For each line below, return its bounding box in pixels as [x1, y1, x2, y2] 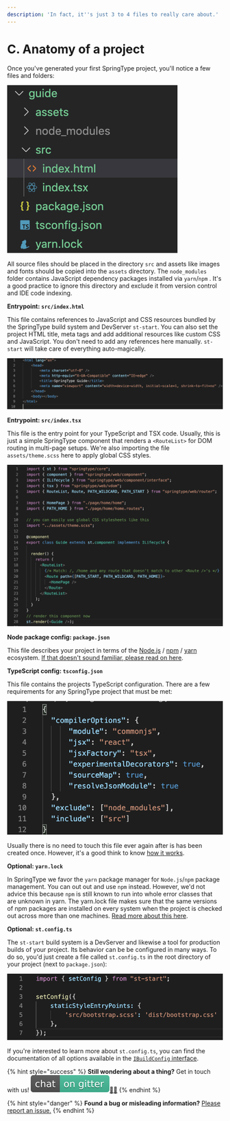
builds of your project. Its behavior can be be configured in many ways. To [7, 946, 217, 954]
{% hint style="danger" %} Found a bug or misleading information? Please [7, 1099, 221, 1107]
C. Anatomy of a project [7, 41, 145, 57]
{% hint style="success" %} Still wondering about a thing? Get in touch [7, 1068, 211, 1076]
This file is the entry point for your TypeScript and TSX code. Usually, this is [7, 429, 221, 438]
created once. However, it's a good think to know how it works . [7, 849, 185, 857]
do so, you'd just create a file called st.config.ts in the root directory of [7, 953, 211, 961]
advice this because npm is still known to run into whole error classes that [7, 890, 213, 898]
